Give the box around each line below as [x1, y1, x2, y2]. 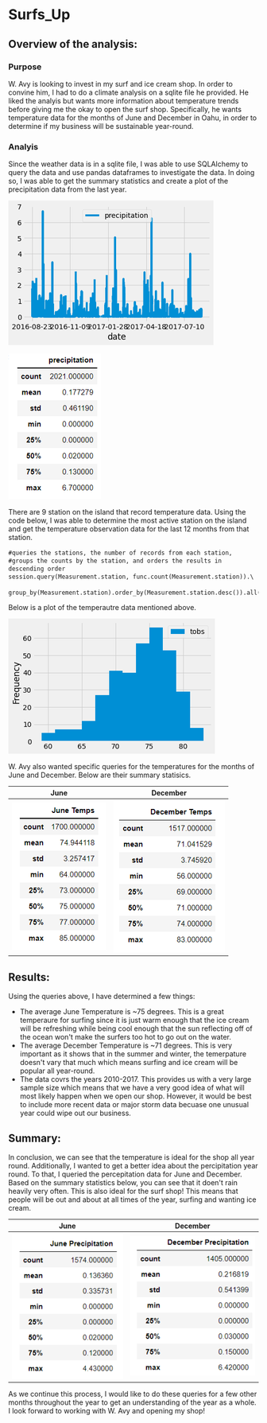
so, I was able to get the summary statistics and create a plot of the [8, 177, 229, 186]
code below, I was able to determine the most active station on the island [8, 515, 247, 526]
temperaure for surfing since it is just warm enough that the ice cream [19, 1016, 250, 1025]
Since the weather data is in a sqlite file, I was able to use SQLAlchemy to [8, 159, 249, 169]
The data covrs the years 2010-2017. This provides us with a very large [19, 1075, 252, 1084]
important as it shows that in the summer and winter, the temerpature [19, 1049, 247, 1059]
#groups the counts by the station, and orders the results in [8, 557, 222, 566]
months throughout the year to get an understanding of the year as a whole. [8, 1398, 257, 1407]
